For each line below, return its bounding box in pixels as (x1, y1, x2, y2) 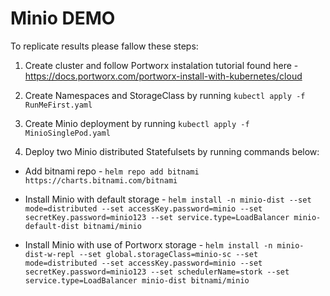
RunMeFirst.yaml (24, 100, 93, 110)
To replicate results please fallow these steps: (10, 40, 199, 52)
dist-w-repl (24, 249, 75, 259)
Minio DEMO (10, 7, 116, 30)
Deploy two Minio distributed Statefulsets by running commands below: (24, 145, 320, 157)
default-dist (24, 221, 80, 231)
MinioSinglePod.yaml (24, 128, 111, 138)
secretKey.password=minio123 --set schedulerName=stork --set (24, 267, 290, 277)
